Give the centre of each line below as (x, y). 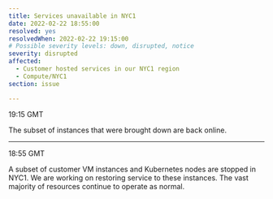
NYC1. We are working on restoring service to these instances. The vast (129, 177)
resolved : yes (32, 31)
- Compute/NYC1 (41, 76)
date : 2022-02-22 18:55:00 (54, 24)
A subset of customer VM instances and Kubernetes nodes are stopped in (132, 169)
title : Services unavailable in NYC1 (72, 16)
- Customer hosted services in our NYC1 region (98, 69)
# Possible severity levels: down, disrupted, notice (102, 46)
